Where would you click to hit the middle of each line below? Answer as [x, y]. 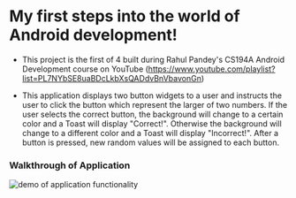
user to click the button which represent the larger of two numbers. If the [155, 104]
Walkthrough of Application [70, 165]
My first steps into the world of [125, 16]
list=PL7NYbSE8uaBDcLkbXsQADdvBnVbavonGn [111, 78]
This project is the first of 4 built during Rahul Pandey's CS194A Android [153, 59]
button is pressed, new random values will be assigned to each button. [151, 142]
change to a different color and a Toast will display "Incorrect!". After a [150, 133]
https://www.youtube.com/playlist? [212, 69]
